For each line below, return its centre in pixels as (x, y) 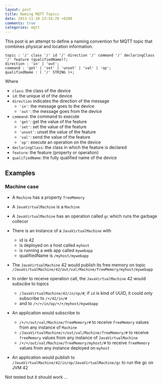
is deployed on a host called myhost (54, 245)
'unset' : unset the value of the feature (58, 132)
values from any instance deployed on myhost (64, 348)
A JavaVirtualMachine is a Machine (46, 207)
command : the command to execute (46, 116)
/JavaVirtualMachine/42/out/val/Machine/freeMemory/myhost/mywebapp (82, 270)
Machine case (22, 187)
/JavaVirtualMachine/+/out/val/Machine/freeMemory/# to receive (84, 332)
